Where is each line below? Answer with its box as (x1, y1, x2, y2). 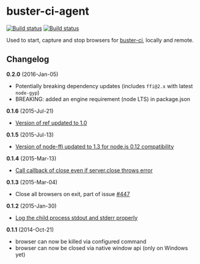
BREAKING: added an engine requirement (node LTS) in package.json (15, 95, 191, 102)
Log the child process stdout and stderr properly (15, 214, 138, 221)
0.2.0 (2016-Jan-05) (6, 70, 59, 78)
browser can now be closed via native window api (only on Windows (15, 244, 188, 252)
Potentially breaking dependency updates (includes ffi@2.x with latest (15, 82, 193, 89)
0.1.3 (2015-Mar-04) (6, 178, 58, 186)
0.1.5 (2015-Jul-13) (6, 130, 54, 138)
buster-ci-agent (6, 4, 90, 18)
